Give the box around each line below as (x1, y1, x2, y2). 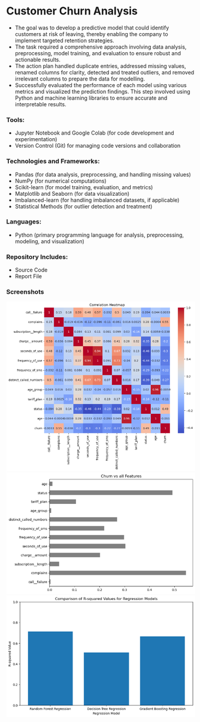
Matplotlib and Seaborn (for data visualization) (14, 190, 130, 197)
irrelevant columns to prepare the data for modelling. (14, 75, 146, 82)
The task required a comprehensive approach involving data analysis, (14, 43, 187, 50)
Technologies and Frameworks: (6, 157, 100, 166)
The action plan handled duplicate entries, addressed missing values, (14, 62, 186, 70)
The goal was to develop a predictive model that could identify (14, 24, 169, 31)
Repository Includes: (6, 252, 68, 261)
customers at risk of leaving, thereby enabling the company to (14, 30, 169, 37)
